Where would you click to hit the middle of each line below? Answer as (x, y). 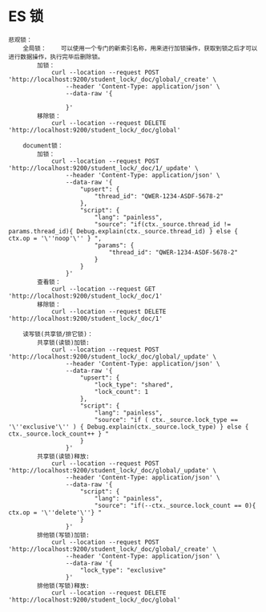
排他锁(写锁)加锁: (63, 535)
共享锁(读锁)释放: (63, 456)
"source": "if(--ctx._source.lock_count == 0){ (175, 505)
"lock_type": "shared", (134, 385)
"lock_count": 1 (121, 391)
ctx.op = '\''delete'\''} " (55, 513)
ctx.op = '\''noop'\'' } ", (55, 238)
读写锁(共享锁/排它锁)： (58, 334)
